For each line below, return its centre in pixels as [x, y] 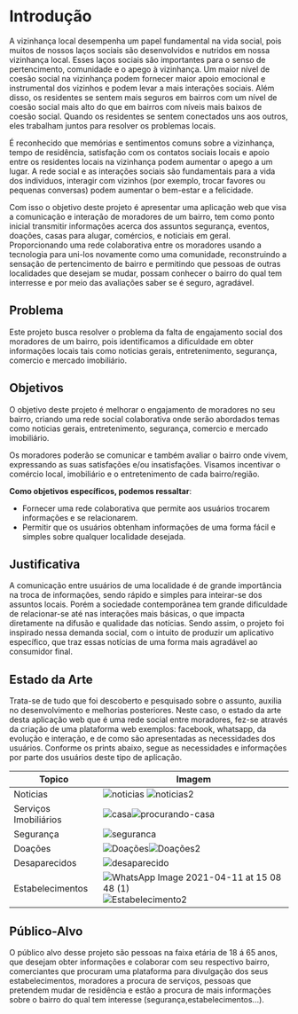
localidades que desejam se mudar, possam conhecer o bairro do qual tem [145, 273]
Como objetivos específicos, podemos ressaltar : [101, 491]
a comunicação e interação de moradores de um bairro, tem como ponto [142, 216]
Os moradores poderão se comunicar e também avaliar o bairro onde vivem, [149, 455]
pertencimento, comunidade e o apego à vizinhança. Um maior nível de [140, 69]
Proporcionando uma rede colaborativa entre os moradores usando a [135, 245]
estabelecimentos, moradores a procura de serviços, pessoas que [130, 981]
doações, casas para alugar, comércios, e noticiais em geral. [120, 235]
